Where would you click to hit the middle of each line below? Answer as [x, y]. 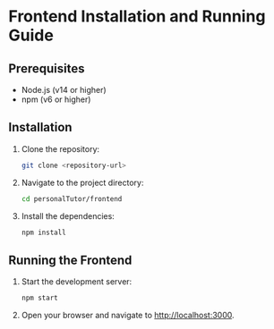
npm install [43, 232]
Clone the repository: [60, 148]
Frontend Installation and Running [137, 17]
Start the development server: [77, 282]
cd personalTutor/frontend [72, 198]
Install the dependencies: [68, 215]
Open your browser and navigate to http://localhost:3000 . [128, 316]
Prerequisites [47, 68]
